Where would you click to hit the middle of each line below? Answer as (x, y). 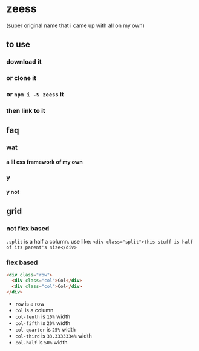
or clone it (21, 78)
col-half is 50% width (41, 342)
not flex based (28, 228)
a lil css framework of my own (44, 162)
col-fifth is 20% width (43, 323)
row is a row (30, 303)
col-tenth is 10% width (43, 316)
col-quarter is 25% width (45, 329)
